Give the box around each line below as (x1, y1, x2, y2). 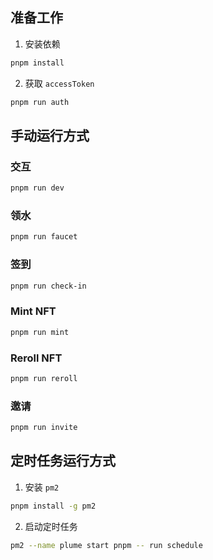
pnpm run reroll (10, 373, 78, 383)
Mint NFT (10, 304, 57, 318)
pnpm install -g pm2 (10, 501, 97, 511)
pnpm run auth (10, 97, 70, 107)
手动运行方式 (10, 127, 90, 144)
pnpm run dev (10, 183, 65, 193)
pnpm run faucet (10, 232, 78, 242)
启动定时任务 (24, 520, 78, 532)
